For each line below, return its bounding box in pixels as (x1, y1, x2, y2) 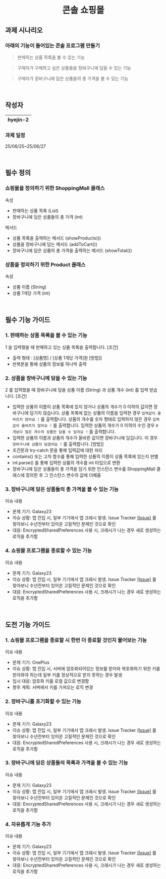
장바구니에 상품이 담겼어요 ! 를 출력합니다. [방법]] (12, 441, 104, 447)
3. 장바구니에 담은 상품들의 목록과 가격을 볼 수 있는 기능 (5, 760, 128, 767)
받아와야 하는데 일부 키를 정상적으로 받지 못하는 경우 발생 (12, 672, 122, 678)
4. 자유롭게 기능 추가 (5, 821, 51, 828)
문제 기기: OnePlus (12, 659, 50, 665)
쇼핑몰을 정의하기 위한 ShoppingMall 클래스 (5, 185, 105, 192)
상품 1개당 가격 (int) (12, 290, 51, 296)
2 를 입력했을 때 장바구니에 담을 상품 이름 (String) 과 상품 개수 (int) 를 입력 (5, 387, 149, 393)
